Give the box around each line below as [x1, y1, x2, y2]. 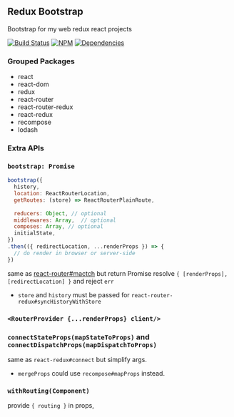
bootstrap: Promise [7, 162, 75, 170]
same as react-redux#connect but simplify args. [7, 355, 148, 364]
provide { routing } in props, [7, 401, 94, 410]
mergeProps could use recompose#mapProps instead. [17, 369, 166, 377]
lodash [17, 125, 38, 134]
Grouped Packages [7, 56, 75, 66]
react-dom [17, 80, 49, 88]
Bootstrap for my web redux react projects [7, 24, 132, 33]
